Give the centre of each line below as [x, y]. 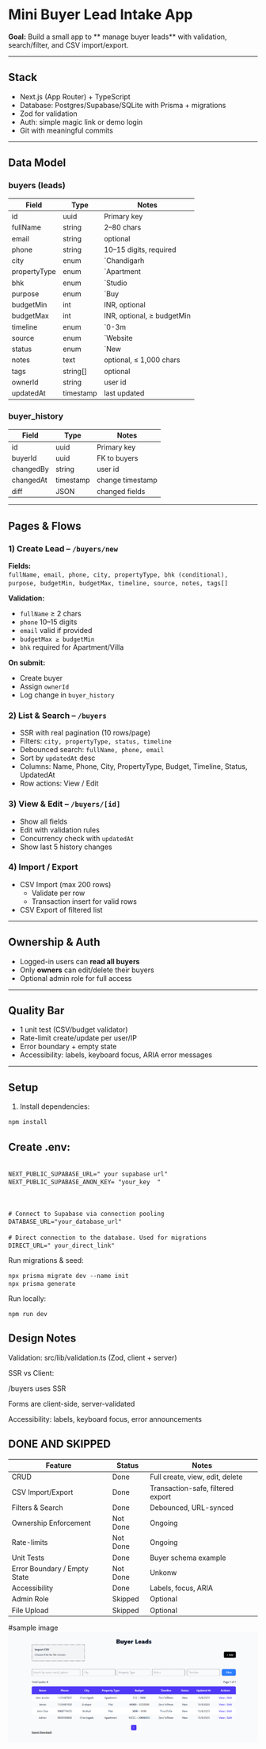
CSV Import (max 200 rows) [65, 884]
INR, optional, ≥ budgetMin [148, 316]
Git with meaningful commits [66, 130]
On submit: [27, 662]
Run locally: [27, 1298]
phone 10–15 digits [48, 622]
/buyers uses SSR [37, 1388]
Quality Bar [36, 1011]
